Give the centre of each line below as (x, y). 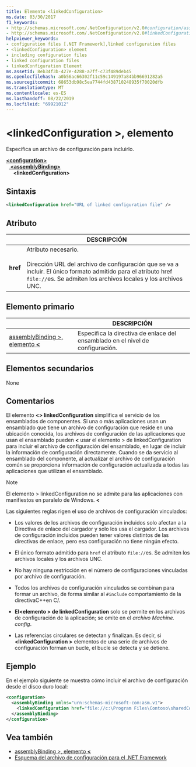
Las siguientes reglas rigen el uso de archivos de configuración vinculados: (97, 511)
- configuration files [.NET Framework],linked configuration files (91, 44)
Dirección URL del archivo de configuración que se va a (102, 264)
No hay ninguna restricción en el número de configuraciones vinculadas (101, 570)
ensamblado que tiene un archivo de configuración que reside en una (90, 427)
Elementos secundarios (50, 369)
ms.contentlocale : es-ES (36, 93)
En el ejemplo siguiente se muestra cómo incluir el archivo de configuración (97, 680)
